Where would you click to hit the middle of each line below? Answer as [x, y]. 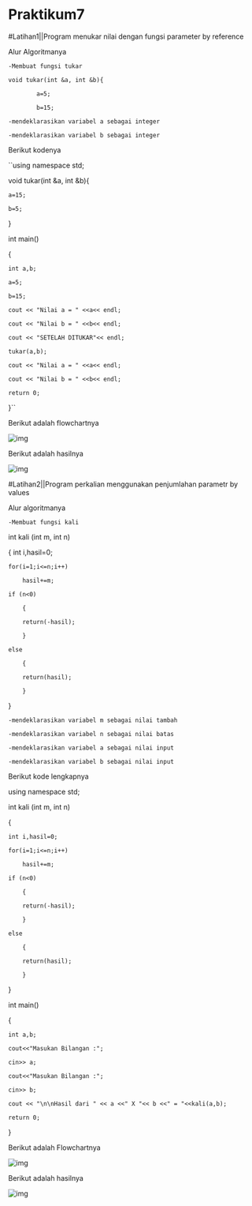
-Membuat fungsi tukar [45, 66]
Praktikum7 [46, 15]
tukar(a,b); [28, 351]
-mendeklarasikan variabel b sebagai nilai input [91, 761]
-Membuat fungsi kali [44, 522]
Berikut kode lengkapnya [48, 776]
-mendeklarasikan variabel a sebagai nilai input [91, 748]
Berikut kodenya [35, 150]
